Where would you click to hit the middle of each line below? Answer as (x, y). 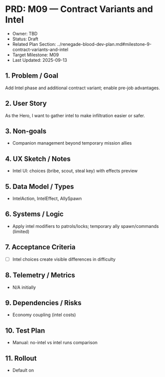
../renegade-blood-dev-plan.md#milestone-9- (104, 44)
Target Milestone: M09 (36, 55)
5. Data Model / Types (40, 186)
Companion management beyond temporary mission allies (72, 143)
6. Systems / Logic (34, 214)
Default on (23, 370)
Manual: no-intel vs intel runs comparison (55, 343)
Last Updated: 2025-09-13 (40, 60)
